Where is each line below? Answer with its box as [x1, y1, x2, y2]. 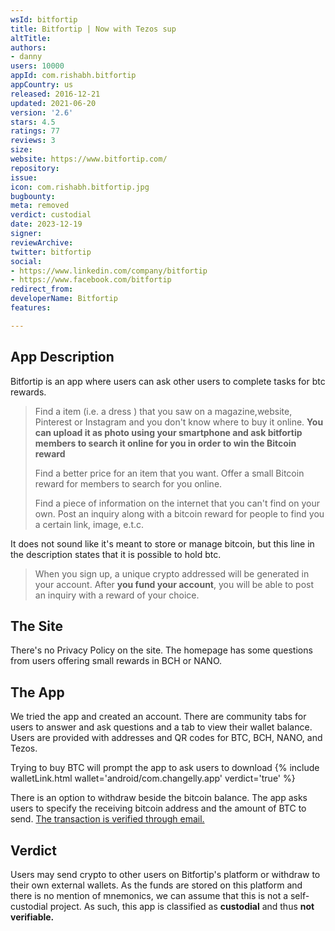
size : [10, 145, 33, 155]
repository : [10, 163, 60, 173]
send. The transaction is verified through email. [10, 813, 205, 825]
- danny [10, 52, 43, 62]
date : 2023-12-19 [10, 219, 83, 230]
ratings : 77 [10, 126, 60, 136]
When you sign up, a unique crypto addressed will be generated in [34, 567, 310, 580]
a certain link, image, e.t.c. [34, 518, 145, 530]
